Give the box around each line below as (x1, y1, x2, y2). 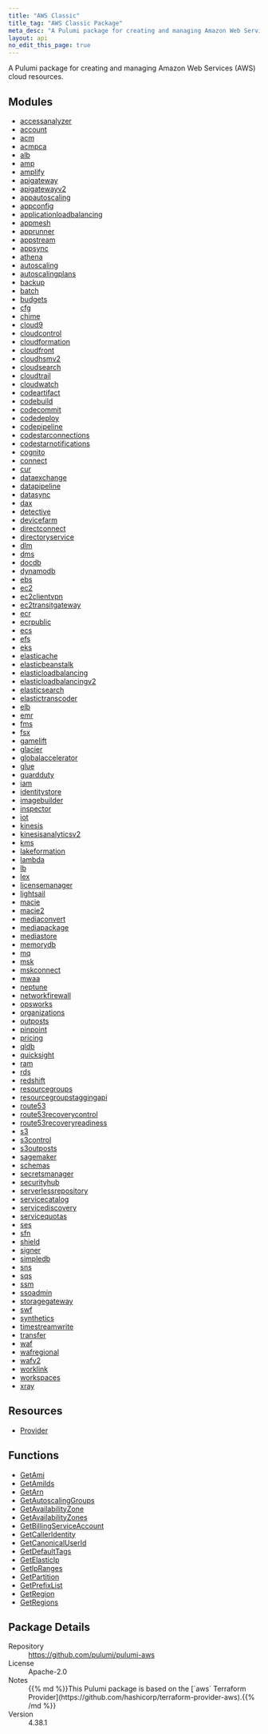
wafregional (19, 1347, 60, 1357)
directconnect (19, 523, 66, 533)
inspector (19, 804, 52, 813)
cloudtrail (19, 371, 52, 380)
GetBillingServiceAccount (19, 1521, 104, 1530)
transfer (19, 1330, 46, 1339)
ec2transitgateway (19, 600, 81, 610)
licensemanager (19, 880, 73, 889)
